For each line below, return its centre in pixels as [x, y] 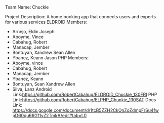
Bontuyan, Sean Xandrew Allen [44, 84]
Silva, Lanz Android [32, 89]
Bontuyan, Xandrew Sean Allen [44, 52]
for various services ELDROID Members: [46, 22]
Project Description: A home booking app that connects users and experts [81, 17]
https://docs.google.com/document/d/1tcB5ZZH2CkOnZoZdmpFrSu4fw [85, 110]
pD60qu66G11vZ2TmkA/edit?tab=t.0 [49, 115]
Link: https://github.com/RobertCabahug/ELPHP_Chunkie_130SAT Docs [84, 100]
